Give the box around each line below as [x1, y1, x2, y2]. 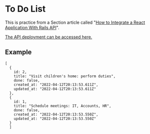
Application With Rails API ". [5, 24, 60, 30]
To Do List [5, 3, 46, 15]
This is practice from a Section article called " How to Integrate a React [5, 19, 145, 25]
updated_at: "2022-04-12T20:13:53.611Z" [14, 86, 96, 91]
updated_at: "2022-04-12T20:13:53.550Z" [14, 116, 96, 121]
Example [5, 48, 32, 56]
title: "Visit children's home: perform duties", [14, 74, 116, 79]
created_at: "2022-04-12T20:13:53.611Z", [14, 82, 98, 87]
